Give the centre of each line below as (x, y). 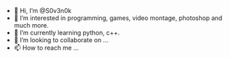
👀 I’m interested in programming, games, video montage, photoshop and (118, 18)
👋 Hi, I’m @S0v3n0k (43, 11)
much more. (31, 25)
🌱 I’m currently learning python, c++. (67, 32)
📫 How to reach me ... (46, 48)
